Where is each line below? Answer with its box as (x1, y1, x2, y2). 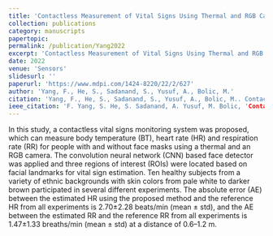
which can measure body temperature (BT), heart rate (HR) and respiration (8, 133, 258, 143)
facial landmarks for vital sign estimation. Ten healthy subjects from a (8, 168, 241, 178)
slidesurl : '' (8, 72, 57, 80)
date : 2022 (8, 58, 45, 66)
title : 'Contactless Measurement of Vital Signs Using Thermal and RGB (8, 11, 256, 20)
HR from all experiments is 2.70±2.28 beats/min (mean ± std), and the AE (8, 202, 254, 212)
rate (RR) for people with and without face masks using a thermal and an (8, 142, 251, 152)
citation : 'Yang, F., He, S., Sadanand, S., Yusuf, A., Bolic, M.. (8, 95, 242, 103)
